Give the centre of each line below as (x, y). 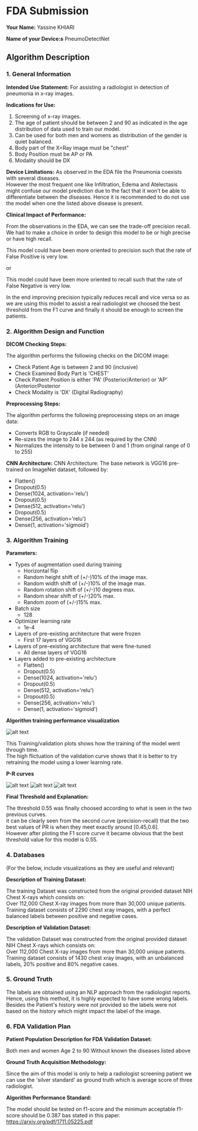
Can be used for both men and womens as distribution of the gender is (101, 135)
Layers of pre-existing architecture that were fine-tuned (82, 647)
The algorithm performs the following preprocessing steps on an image (93, 415)
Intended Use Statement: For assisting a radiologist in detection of (88, 87)
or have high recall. (30, 238)
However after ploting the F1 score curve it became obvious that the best (95, 833)
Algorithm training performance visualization (63, 720)
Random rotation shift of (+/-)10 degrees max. (79, 590)
